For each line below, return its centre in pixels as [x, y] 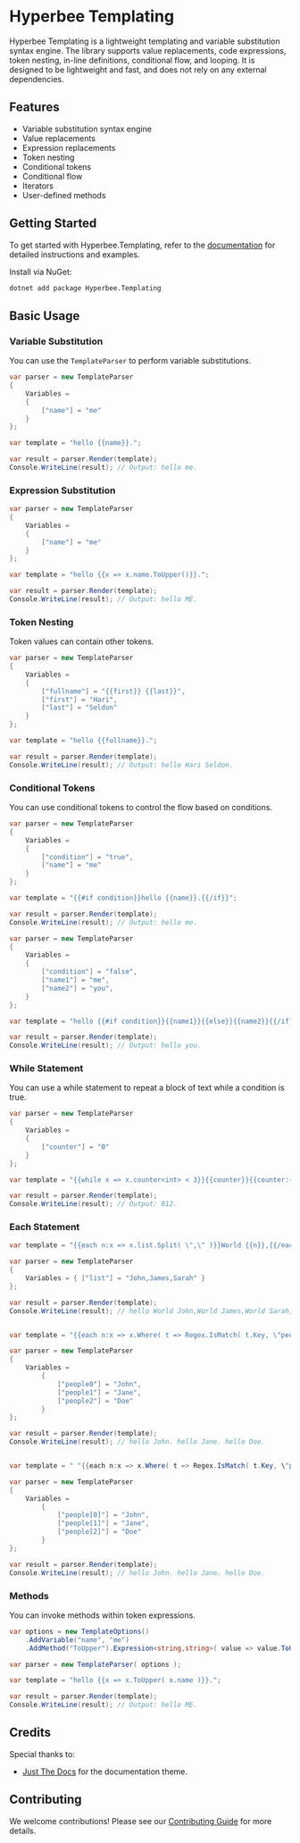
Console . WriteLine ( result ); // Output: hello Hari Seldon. [121, 765]
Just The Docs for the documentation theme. [105, 1772]
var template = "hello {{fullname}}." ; [83, 741]
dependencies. [37, 79]
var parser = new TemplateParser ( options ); [95, 1664]
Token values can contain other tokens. [82, 641]
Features [34, 108]
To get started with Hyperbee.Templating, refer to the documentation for [142, 245]
